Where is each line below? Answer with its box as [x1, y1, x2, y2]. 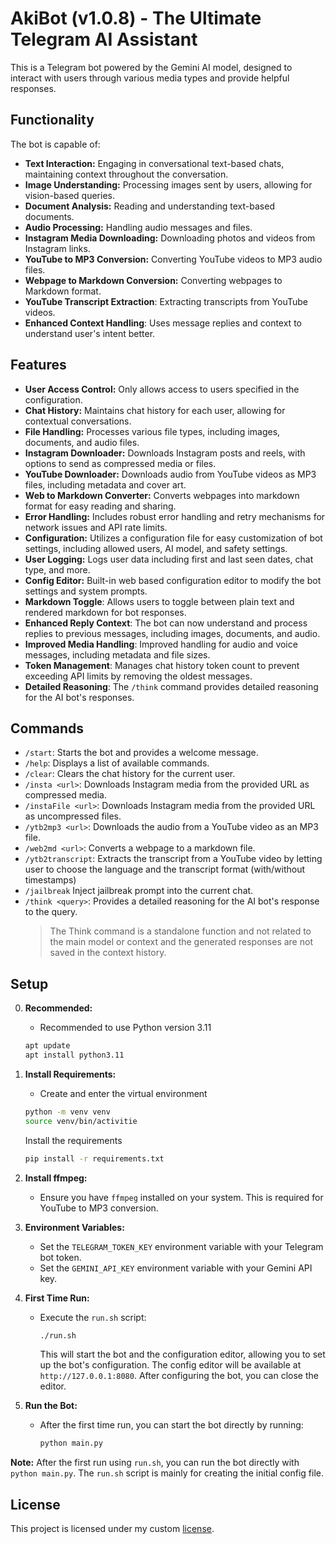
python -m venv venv [24, 1107, 111, 1117]
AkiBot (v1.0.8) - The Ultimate [10, 7, 262, 30]
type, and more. [24, 563, 91, 576]
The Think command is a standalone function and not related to [49, 925, 312, 937]
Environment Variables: [24, 1221, 125, 1233]
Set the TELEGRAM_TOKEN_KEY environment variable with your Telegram [39, 1240, 324, 1252]
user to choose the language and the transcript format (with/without [24, 863, 306, 876]
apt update [24, 1041, 71, 1051]
